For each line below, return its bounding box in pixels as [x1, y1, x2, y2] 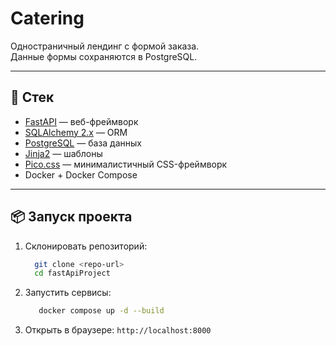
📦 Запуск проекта [10, 208, 133, 226]
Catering [10, 7, 85, 30]
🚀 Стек [10, 89, 55, 106]
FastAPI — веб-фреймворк [24, 115, 139, 127]
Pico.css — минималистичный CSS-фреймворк [24, 158, 228, 170]
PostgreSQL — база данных [24, 137, 142, 149]
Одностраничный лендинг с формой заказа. [10, 40, 200, 52]
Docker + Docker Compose [24, 168, 138, 181]
